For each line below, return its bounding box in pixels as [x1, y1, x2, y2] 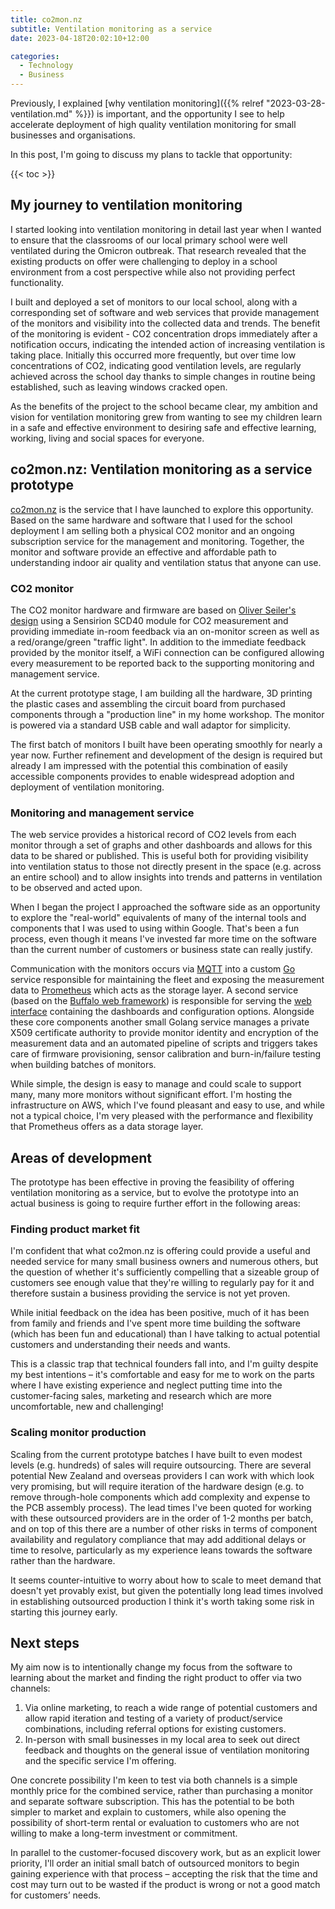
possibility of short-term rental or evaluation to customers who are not [10, 1817, 300, 1829]
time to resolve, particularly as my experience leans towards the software [10, 1544, 313, 1556]
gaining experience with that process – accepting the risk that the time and [10, 1868, 318, 1880]
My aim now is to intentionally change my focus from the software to [10, 1661, 293, 1673]
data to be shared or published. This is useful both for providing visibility [10, 850, 309, 862]
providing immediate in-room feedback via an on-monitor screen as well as [10, 625, 320, 637]
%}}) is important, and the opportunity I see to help [74, 108, 285, 120]
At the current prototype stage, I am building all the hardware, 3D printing [10, 687, 313, 699]
